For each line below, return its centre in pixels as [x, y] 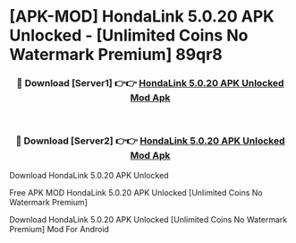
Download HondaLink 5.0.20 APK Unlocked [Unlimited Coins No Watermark [148, 219]
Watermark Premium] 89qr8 [116, 55]
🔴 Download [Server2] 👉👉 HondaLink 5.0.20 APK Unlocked [150, 141]
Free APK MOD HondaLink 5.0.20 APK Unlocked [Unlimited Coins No [136, 192]
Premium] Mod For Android [59, 229]
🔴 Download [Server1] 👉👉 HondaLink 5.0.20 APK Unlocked [150, 83]
